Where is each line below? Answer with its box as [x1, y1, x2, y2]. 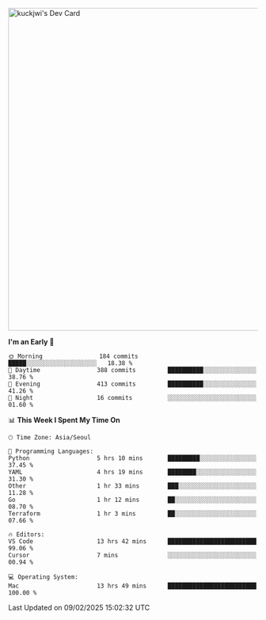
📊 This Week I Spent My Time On [8, 416, 120, 424]
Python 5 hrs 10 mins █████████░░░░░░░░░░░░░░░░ [8, 455, 257, 462]
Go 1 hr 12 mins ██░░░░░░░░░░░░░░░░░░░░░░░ [8, 496, 257, 504]
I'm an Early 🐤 [8, 337, 55, 346]
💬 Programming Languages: [8, 447, 93, 455]
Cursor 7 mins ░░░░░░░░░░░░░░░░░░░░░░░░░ [8, 551, 257, 559]
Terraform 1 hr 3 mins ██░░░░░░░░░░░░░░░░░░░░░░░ [8, 510, 257, 518]
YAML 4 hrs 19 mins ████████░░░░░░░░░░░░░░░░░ [8, 468, 257, 476]
